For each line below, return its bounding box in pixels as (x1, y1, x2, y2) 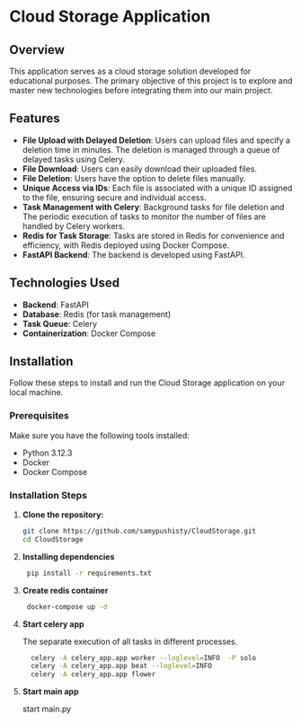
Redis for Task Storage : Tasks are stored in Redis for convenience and (22, 230, 285, 241)
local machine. (9, 387, 64, 398)
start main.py (22, 703, 72, 715)
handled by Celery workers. (22, 220, 126, 231)
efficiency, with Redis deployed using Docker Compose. (22, 240, 230, 251)
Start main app (22, 686, 79, 697)
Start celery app (22, 618, 84, 630)
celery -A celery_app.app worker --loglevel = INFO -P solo (31, 653, 257, 662)
